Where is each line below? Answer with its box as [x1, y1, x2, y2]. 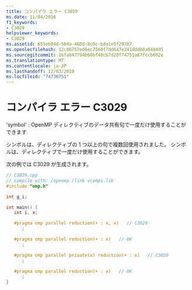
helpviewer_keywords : [6, 30, 59, 36]
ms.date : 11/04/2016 [6, 14, 57, 20]
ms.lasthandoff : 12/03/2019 [6, 68, 75, 74]
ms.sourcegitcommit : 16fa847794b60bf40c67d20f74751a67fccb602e [6, 52, 164, 58]
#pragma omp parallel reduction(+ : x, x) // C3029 [13, 220, 148, 226]
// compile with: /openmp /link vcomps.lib [6, 178, 114, 184]
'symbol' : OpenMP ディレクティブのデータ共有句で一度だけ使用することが [6, 121, 186, 129]
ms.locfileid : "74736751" [6, 74, 69, 80]
